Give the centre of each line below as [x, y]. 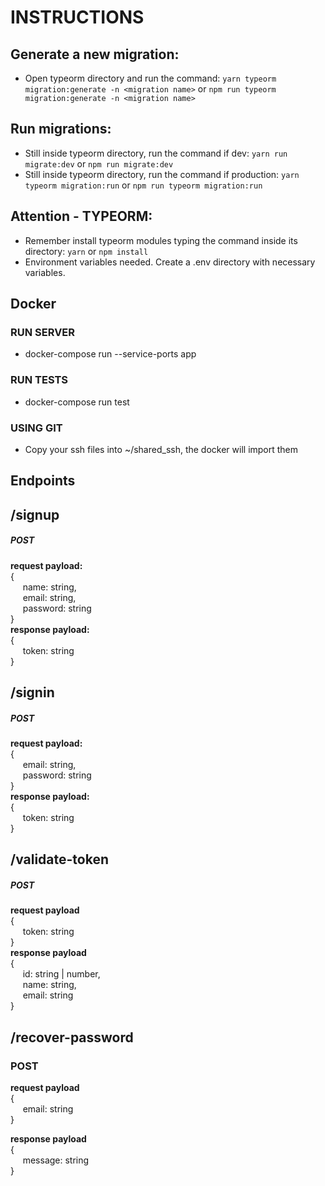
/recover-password [72, 1037]
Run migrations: [61, 129]
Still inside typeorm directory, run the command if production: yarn [162, 174]
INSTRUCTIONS [77, 17]
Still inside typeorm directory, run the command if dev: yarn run [156, 153]
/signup [35, 514]
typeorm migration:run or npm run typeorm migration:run [143, 185]
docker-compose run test [77, 402]
